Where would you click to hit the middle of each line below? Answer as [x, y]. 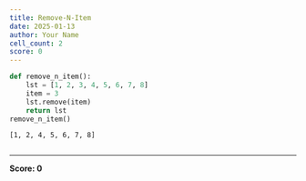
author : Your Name [44, 35]
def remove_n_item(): [51, 77]
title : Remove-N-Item [51, 18]
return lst [46, 110]
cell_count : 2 [36, 43]
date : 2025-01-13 [42, 26]
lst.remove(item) [59, 102]
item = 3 [42, 93]
